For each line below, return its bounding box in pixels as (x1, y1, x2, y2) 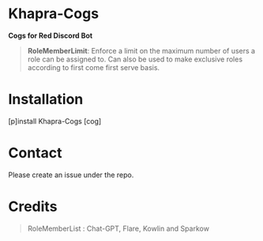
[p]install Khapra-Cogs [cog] (8, 116, 102, 126)
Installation (8, 91, 84, 109)
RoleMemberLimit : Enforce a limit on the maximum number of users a (27, 46, 255, 55)
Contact (8, 144, 62, 162)
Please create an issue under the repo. (8, 170, 134, 180)
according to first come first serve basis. (27, 62, 160, 72)
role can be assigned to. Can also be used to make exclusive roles (27, 54, 243, 64)
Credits (8, 198, 58, 215)
